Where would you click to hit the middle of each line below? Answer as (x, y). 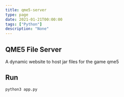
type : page (17, 15)
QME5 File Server (34, 50)
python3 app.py (21, 89)
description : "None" (27, 29)
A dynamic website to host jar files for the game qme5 (62, 61)
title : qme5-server (26, 10)
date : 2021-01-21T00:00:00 (34, 19)
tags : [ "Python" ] (24, 24)
